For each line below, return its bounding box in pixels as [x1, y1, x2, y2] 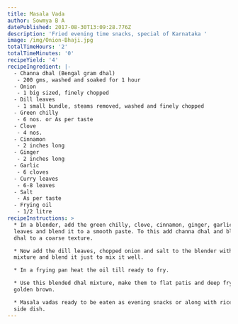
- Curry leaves [13, 175, 59, 182]
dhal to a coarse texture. [13, 235, 93, 242]
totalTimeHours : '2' [7, 43, 69, 50]
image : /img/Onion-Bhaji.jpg [7, 37, 93, 44]
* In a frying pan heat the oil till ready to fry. [13, 267, 170, 274]
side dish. [13, 306, 46, 313]
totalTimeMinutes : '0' [7, 50, 74, 57]
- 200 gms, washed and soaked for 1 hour [16, 76, 141, 84]
